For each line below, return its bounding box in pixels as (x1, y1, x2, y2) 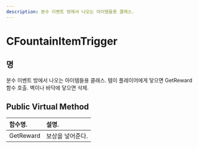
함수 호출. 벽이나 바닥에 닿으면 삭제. (6, 84, 89, 91)
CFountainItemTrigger (6, 34, 118, 48)
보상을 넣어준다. (46, 132, 88, 140)
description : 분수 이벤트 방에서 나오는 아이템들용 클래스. (6, 8, 135, 15)
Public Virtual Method (6, 102, 89, 112)
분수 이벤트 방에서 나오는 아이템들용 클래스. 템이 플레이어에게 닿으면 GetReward (6, 76, 193, 84)
